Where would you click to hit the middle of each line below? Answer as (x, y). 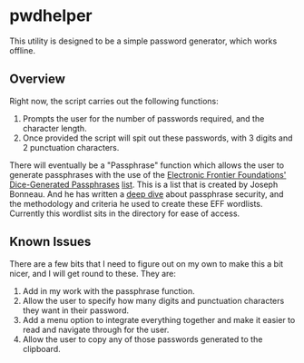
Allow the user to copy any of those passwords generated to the (142, 339)
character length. (55, 128)
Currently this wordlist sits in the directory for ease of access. (125, 213)
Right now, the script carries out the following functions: (114, 101)
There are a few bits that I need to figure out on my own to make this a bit (147, 263)
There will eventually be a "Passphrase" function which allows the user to (147, 165)
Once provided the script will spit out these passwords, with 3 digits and (157, 138)
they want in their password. (76, 310)
